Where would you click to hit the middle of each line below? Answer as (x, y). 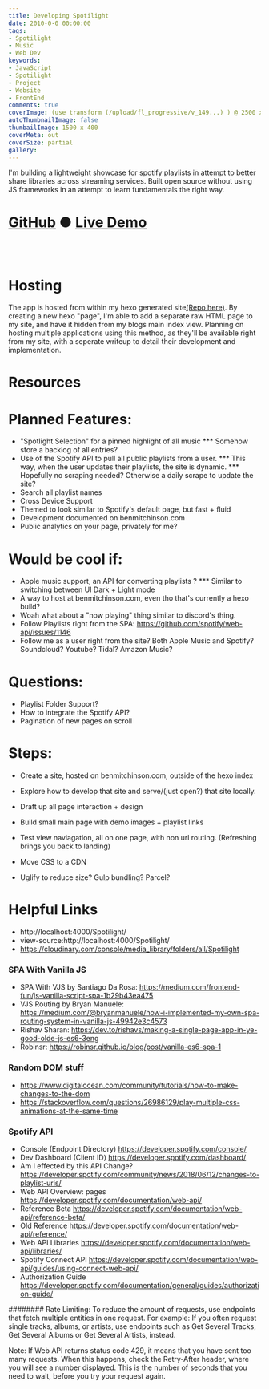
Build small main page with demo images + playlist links (112, 822)
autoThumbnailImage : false (53, 120)
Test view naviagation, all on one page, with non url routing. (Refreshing (139, 838)
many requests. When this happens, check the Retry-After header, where (129, 1359)
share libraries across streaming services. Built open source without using (130, 181)
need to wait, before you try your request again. (87, 1376)
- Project (25, 83)
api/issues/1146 (45, 632)
